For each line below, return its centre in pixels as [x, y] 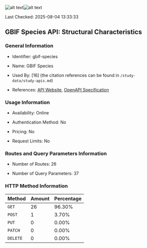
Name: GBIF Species [33, 66]
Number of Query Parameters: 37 [45, 173]
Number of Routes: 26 [34, 164]
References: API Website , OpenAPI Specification [60, 90]
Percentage [68, 199]
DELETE [15, 238]
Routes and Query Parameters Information [56, 154]
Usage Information [27, 102]
